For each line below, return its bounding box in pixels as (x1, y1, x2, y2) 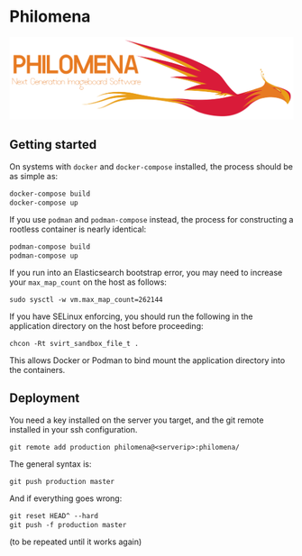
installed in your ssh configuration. (9, 424, 138, 434)
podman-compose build (9, 242, 91, 251)
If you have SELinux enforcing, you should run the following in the (9, 311, 253, 322)
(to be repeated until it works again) (9, 536, 142, 547)
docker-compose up (9, 198, 78, 207)
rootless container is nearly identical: (9, 223, 147, 234)
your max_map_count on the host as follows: (9, 277, 167, 287)
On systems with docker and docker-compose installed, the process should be (9, 160, 293, 172)
